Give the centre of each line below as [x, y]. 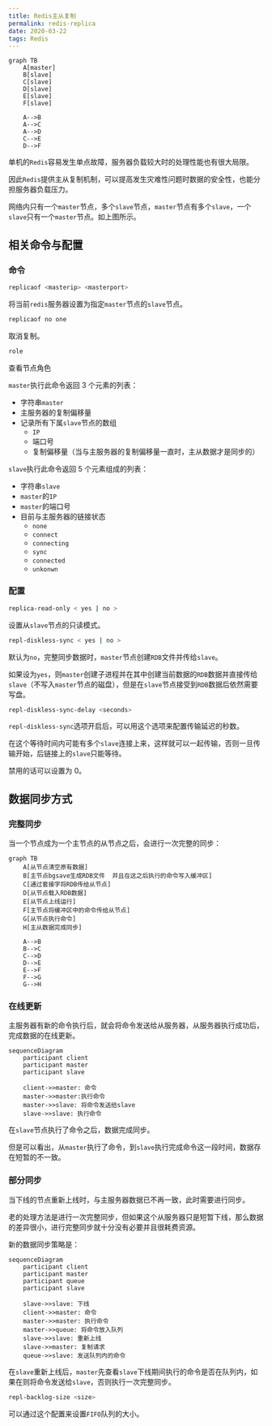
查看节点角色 [30, 368]
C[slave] [38, 82]
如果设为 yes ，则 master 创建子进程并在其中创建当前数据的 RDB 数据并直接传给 [133, 674]
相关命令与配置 [46, 245]
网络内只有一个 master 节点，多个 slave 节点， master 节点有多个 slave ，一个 [130, 207]
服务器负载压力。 [44, 190]
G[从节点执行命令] [50, 919]
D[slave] [38, 89]
